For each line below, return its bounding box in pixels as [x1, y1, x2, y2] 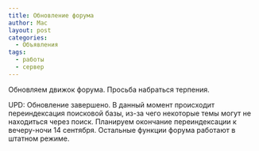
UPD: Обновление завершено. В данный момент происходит [8, 100, 215, 109]
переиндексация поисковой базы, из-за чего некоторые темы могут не [8, 108, 252, 118]
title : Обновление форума [8, 11, 94, 20]
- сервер [15, 63, 44, 71]
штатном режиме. [8, 134, 70, 143]
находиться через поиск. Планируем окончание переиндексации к [8, 116, 237, 126]
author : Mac [8, 19, 48, 27]
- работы [15, 56, 44, 64]
